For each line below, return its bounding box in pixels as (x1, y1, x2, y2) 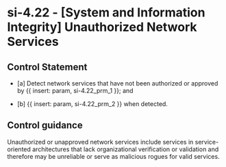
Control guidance (7, 120, 84, 131)
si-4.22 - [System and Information (7, 5, 205, 21)
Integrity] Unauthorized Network (7, 19, 197, 35)
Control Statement (7, 61, 88, 73)
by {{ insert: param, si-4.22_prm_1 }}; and (16, 87, 134, 94)
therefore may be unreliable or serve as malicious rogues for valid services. (7, 152, 221, 160)
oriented (7, 145, 31, 153)
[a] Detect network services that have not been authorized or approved (16, 79, 218, 87)
